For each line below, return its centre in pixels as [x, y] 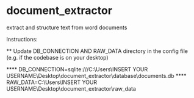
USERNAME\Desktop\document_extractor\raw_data [71, 88]
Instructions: [22, 39]
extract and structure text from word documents [67, 27]
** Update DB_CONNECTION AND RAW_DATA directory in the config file [97, 51]
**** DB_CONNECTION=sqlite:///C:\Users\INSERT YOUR [77, 69]
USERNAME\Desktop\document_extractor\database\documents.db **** [97, 75]
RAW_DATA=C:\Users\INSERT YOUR [52, 82]
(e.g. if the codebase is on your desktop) [57, 57]
